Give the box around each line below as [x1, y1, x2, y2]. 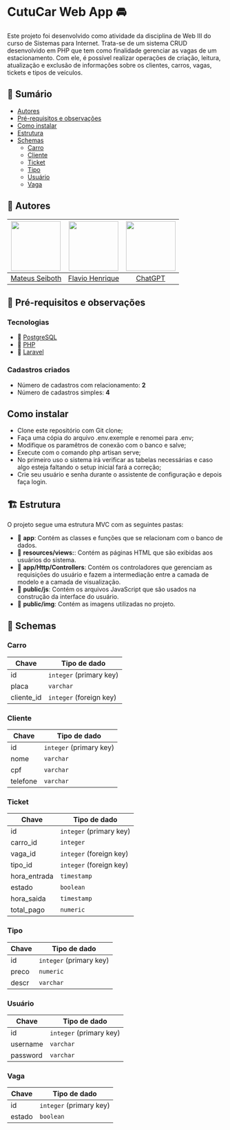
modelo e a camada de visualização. [17, 578, 121, 586]
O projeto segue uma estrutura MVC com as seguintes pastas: [7, 521, 184, 529]
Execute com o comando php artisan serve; [17, 448, 141, 457]
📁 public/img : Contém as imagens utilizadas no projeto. [17, 600, 176, 609]
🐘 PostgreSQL [17, 333, 57, 341]
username [10, 1040, 43, 1049]
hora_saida [10, 894, 46, 903]
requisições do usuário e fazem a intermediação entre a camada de [17, 571, 209, 579]
